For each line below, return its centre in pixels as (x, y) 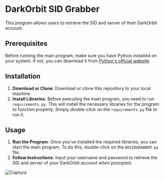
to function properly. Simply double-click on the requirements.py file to (85, 109)
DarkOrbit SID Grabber (53, 9)
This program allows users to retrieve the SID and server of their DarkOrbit (81, 23)
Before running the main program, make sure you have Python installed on (81, 55)
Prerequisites (26, 44)
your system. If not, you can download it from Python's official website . (78, 61)
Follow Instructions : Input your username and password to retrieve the (85, 158)
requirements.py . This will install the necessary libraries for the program (86, 104)
